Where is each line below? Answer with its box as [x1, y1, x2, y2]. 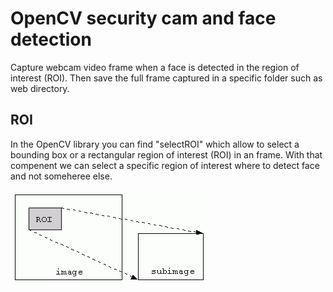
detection [10, 28, 92, 51]
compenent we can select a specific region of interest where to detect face [10, 159, 320, 171]
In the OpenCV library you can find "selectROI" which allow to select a [10, 138, 300, 150]
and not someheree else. [10, 170, 113, 182]
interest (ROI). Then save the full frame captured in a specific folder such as [10, 72, 323, 84]
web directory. [10, 82, 70, 94]
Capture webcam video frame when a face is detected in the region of [10, 61, 300, 73]
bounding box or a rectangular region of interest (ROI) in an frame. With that [10, 148, 323, 161]
